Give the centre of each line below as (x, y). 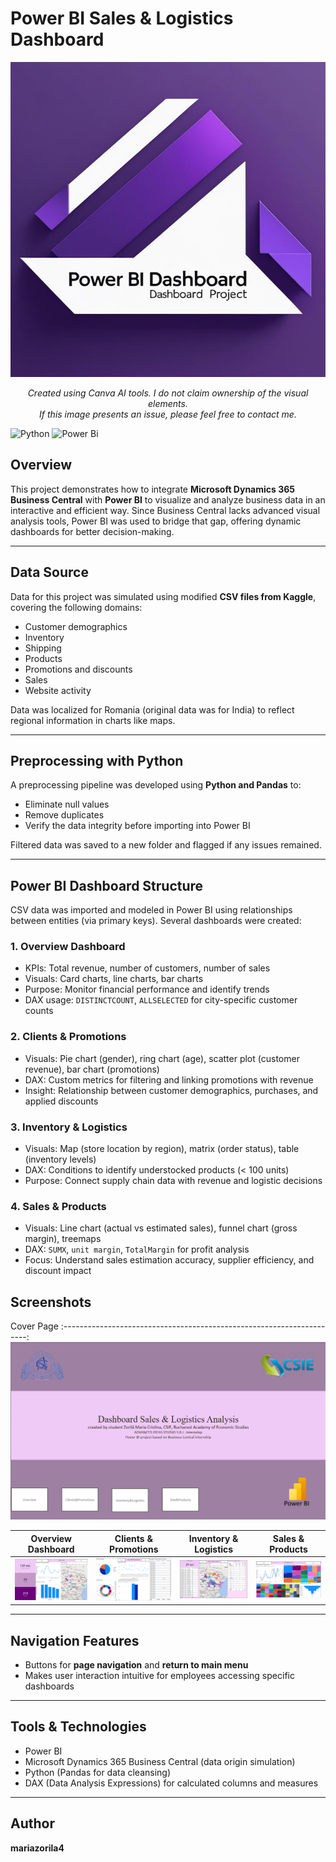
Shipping (43, 648)
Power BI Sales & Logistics (122, 18)
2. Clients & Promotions (68, 1037)
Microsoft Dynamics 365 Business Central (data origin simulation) (160, 1761)
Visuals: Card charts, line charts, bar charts (114, 979)
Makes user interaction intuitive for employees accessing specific (159, 1676)
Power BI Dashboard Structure (107, 885)
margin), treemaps (63, 1239)
